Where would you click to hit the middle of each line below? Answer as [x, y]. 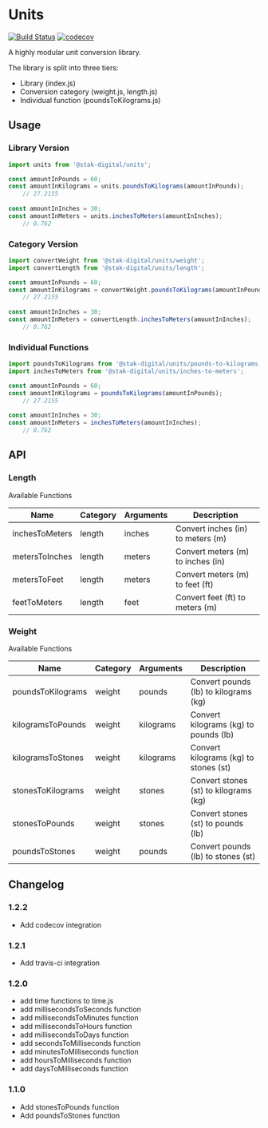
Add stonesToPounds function [69, 1106]
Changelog [36, 885]
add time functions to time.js [67, 1001]
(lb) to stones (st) [223, 856]
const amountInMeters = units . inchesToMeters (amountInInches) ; [116, 216]
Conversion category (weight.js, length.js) [89, 91]
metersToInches [42, 556]
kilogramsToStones [48, 758]
